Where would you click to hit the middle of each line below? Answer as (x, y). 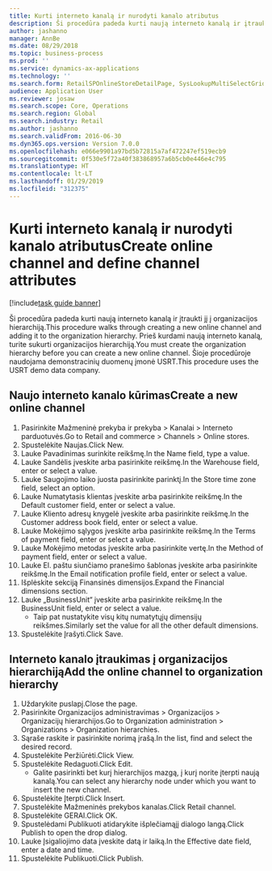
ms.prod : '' (29, 61)
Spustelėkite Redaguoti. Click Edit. (77, 764)
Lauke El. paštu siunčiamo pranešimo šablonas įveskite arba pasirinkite (139, 565)
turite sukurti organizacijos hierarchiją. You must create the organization (128, 344)
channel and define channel (105, 263)
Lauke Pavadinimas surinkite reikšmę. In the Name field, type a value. (135, 453)
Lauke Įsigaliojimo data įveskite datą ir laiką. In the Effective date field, (136, 841)
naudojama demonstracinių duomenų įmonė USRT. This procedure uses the (134, 362)
